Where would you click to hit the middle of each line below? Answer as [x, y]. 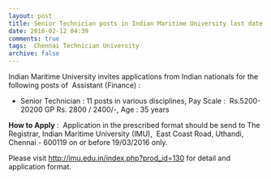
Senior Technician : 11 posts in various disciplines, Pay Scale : [123, 101]
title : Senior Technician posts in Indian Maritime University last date [136, 23]
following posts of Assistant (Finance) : [75, 85]
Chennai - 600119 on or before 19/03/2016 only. [88, 142]
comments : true [34, 38]
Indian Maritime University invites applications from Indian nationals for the [133, 77]
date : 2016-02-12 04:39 [49, 31]
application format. [40, 166]
